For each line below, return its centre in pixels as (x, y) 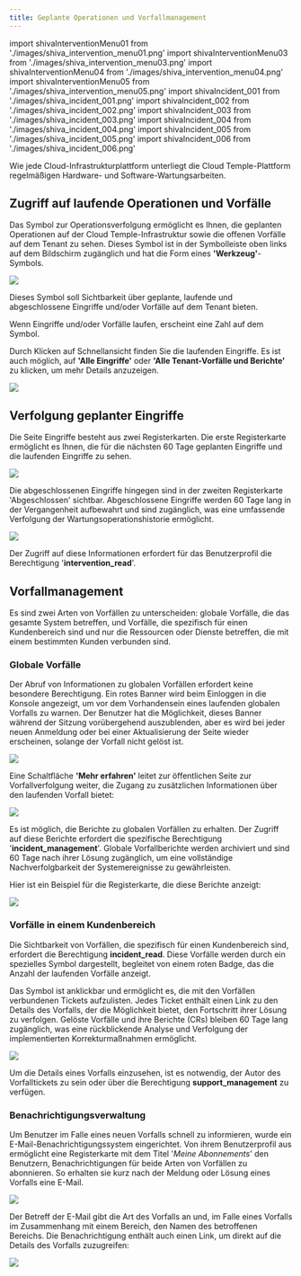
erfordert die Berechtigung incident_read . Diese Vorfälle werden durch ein (147, 954)
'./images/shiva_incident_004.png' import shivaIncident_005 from (130, 129)
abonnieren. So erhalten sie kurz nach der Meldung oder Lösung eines (140, 1173)
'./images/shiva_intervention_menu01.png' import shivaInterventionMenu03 (149, 53)
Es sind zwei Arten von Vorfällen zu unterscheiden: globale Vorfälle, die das (150, 613)
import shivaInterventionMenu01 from (79, 43)
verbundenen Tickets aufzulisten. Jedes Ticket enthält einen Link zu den (144, 1000)
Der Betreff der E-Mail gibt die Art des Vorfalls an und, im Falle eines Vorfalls (151, 1216)
